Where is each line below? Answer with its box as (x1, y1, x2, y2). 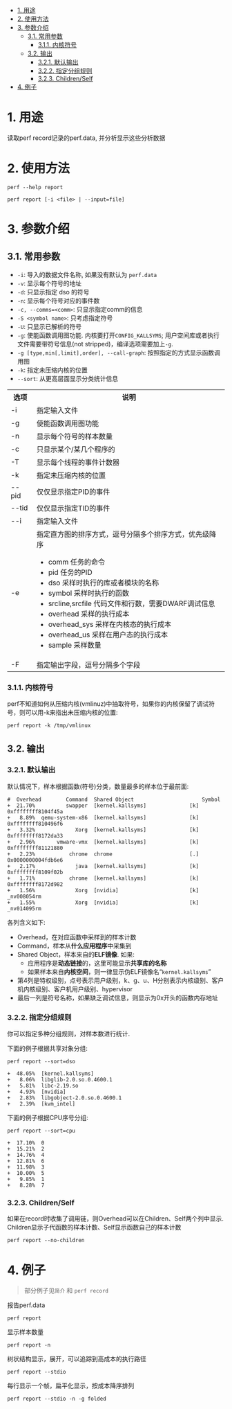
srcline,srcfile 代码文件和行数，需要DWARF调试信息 (48, 599, 215, 608)
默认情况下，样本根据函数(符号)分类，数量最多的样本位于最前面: (7, 782, 189, 790)
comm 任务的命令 (48, 557, 106, 567)
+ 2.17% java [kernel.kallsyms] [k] (7, 862, 199, 869)
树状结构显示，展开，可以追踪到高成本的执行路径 (7, 1355, 146, 1363)
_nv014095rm (7, 905, 41, 912)
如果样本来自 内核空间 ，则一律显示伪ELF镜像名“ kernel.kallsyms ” (27, 967, 211, 975)
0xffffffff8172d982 (7, 880, 64, 888)
